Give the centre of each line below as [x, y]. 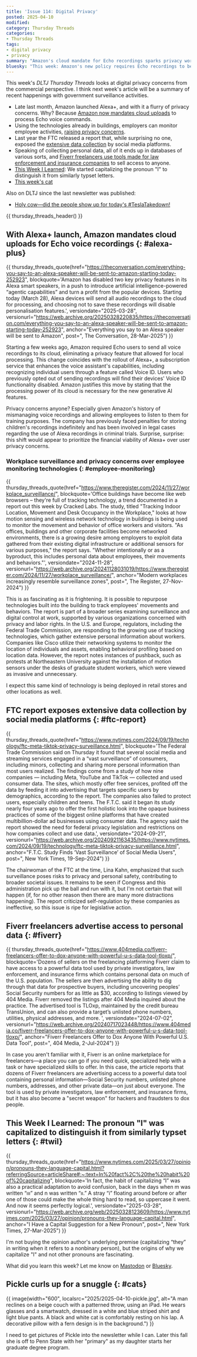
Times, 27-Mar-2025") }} [36, 1231]
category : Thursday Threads [40, 28]
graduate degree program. [38, 1347]
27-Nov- [173, 581]
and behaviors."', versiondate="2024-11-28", [60, 563]
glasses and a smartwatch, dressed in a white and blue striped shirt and [93, 1311]
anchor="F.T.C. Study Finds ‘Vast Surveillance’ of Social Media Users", [91, 852]
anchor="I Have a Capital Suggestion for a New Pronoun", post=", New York [98, 1224]
